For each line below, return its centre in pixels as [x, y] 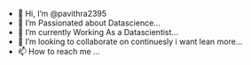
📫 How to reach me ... [59, 51]
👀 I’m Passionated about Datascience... [89, 23]
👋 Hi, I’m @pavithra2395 [62, 14]
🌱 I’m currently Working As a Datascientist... [98, 32]
